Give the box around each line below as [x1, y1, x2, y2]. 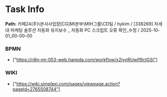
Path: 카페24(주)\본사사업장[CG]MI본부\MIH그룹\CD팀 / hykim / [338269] [5, 21, 153, 27]
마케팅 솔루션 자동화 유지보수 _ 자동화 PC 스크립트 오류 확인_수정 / [10, 27, 140, 33]
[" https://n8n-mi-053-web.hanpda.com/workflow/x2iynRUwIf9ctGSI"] [12, 57, 158, 63]
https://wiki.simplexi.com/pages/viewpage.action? [16, 80, 120, 86]
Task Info [5, 4, 45, 15]
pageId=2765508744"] [12, 86, 60, 92]
